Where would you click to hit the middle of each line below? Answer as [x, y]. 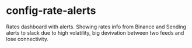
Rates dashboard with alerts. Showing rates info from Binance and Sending [96, 27]
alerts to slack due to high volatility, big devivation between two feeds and [95, 32]
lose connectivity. [27, 39]
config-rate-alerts [51, 11]
